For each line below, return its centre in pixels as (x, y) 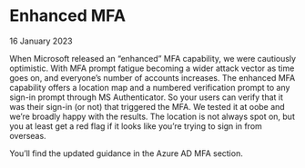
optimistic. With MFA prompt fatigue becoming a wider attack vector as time (152, 68)
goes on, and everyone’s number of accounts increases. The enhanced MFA (152, 77)
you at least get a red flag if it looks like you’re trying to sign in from (136, 126)
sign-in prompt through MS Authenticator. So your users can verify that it (147, 97)
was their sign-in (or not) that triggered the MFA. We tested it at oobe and (147, 106)
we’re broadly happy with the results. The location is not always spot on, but (152, 116)
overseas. (28, 135)
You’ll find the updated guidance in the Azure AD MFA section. (126, 153)
